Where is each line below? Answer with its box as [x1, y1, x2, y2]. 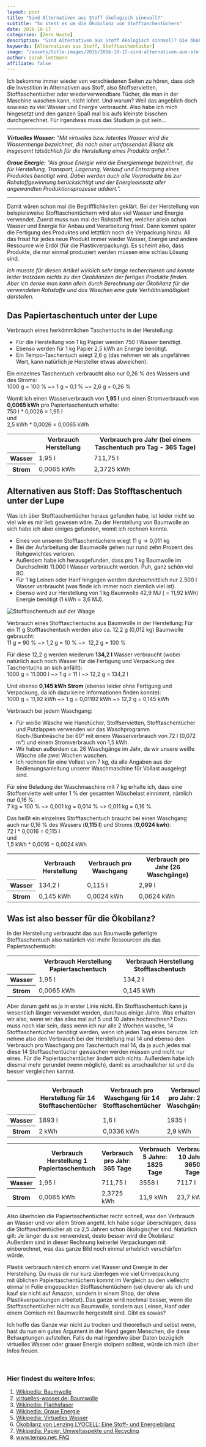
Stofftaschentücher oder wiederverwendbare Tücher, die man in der [7, 90, 179, 98]
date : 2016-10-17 [7, 26, 51, 33]
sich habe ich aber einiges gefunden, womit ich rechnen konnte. [7, 525, 169, 532]
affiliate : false [7, 60, 51, 66]
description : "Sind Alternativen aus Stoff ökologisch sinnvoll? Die [7, 37, 188, 44]
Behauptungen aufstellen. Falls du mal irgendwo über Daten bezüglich [7, 1334, 184, 1341]
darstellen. [7, 293, 34, 300]
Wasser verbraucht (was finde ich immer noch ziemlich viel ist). [15, 582, 176, 589]
